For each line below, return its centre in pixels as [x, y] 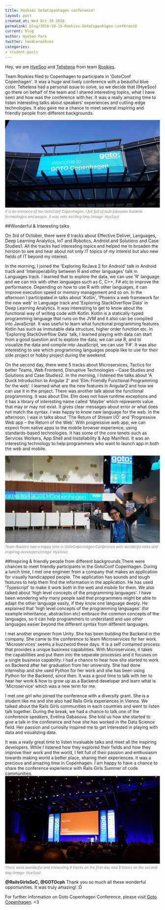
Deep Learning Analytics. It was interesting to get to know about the [74, 308]
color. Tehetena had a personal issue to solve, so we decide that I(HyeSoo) [81, 87]
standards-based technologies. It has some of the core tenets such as [76, 433]
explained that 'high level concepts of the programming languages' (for [77, 608]
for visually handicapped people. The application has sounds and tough [78, 577]
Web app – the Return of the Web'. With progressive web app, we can [75, 422]
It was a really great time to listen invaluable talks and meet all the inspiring [81, 742]
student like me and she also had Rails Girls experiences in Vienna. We [77, 701]
